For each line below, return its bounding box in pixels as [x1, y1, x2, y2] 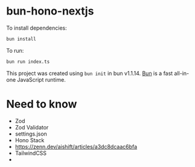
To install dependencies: [6, 24, 68, 31]
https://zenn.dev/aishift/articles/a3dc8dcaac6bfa [14, 143, 138, 150]
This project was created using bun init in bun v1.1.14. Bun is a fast [6, 70, 173, 77]
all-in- [174, 70, 190, 77]
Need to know [6, 97, 77, 111]
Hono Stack [14, 136, 45, 143]
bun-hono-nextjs [6, 4, 94, 18]
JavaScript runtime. [17, 76, 66, 83]
